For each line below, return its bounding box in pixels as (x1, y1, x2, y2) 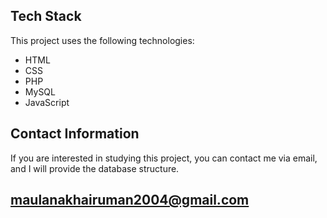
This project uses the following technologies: (10, 34, 195, 46)
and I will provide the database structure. (10, 162, 180, 174)
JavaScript (24, 96, 70, 108)
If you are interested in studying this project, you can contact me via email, (10, 152, 318, 164)
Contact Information (10, 125, 140, 143)
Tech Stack (10, 8, 82, 25)
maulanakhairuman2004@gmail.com (10, 192, 250, 209)
